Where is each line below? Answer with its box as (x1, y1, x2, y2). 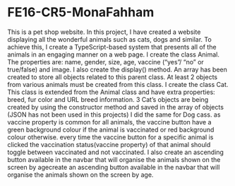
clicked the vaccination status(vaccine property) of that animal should (7, 140, 211, 149)
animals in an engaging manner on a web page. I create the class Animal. (7, 50, 220, 59)
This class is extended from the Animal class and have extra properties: (7, 88, 215, 96)
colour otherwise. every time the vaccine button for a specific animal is (7, 132, 214, 141)
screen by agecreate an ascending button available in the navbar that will (7, 163, 220, 171)
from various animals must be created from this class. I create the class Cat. (7, 80, 229, 88)
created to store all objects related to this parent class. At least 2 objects (7, 72, 217, 81)
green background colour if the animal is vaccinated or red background (7, 125, 215, 134)
